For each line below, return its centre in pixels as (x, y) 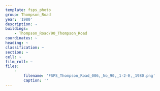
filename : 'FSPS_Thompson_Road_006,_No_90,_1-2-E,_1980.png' (90, 76)
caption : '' (36, 80)
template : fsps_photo (28, 10)
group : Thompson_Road (28, 15)
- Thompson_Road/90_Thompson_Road (51, 33)
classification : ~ (25, 48)
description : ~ (21, 24)
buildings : (17, 29)
